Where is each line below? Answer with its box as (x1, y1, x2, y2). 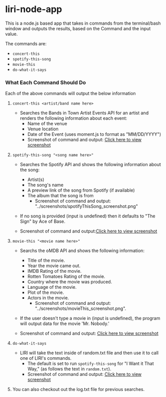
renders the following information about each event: (20, 115, 127, 121)
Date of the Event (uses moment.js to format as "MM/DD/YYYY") (27, 131, 161, 137)
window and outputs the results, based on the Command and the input (5, 25, 151, 31)
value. (5, 31, 18, 37)
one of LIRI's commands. (20, 355, 72, 361)
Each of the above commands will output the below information (5, 91, 136, 97)
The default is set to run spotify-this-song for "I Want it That (27, 361, 154, 367)
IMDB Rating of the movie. (27, 268, 82, 274)
